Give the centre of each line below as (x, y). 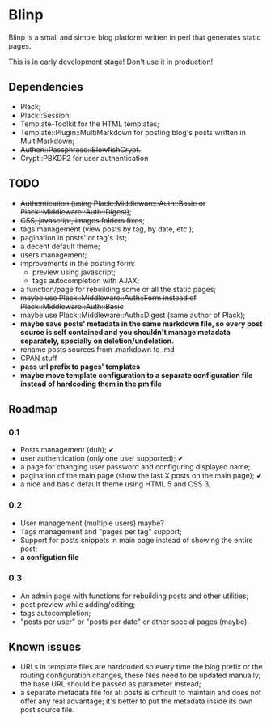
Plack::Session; (45, 115)
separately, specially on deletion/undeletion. (97, 341)
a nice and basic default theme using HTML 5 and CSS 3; (116, 484)
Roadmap (33, 409)
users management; (53, 255)
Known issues (45, 647)
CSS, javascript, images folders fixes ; (83, 220)
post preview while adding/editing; (78, 604)
